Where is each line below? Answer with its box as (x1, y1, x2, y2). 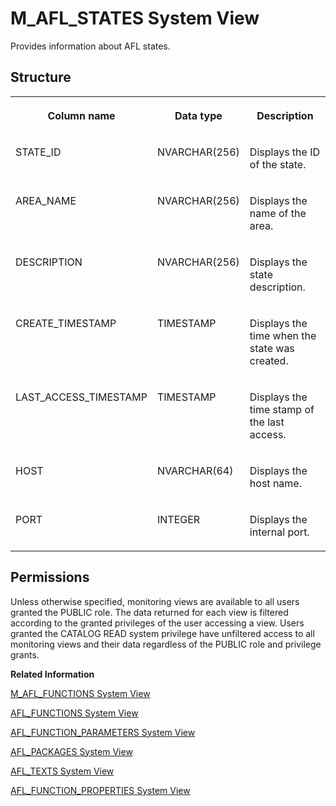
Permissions (10, 569, 90, 586)
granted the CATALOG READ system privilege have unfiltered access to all (10, 627, 315, 639)
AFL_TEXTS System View (10, 765, 115, 777)
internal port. (249, 525, 310, 539)
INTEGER (156, 512, 201, 526)
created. (249, 353, 289, 367)
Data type (174, 108, 223, 122)
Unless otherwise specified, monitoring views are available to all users (10, 595, 300, 607)
